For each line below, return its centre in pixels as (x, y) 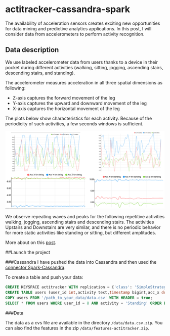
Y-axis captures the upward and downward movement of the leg (80, 103)
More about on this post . (31, 243)
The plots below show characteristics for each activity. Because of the (79, 118)
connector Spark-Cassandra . (35, 268)
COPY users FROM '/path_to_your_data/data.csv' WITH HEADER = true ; (79, 298)
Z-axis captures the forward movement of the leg (64, 98)
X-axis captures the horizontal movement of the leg (66, 108)
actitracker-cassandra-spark (68, 9)
